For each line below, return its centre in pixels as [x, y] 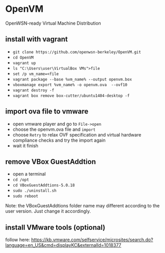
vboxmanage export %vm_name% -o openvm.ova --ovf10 [70, 85]
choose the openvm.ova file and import [54, 129]
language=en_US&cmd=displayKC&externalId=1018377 [63, 245]
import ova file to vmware [47, 112]
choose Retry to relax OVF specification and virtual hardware [77, 134]
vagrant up [24, 63]
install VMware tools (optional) [55, 227]
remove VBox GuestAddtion [51, 161]
